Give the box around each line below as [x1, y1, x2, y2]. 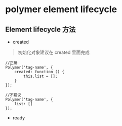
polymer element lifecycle [5, 4, 117, 15]
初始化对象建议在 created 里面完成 [17, 49, 90, 55]
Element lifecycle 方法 [5, 25, 76, 34]
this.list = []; [23, 74, 58, 79]
